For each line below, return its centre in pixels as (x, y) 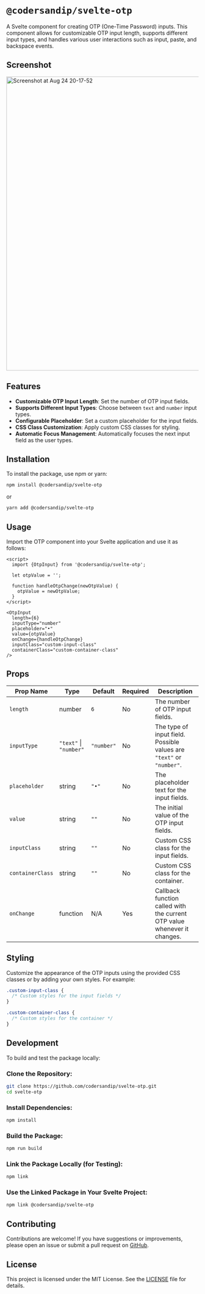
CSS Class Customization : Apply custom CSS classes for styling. (98, 427)
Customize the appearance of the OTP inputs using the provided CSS (93, 972)
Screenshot (29, 65)
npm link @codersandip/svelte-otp (50, 1205)
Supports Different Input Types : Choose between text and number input (106, 408)
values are (170, 749)
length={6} (26, 618)
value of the (172, 815)
